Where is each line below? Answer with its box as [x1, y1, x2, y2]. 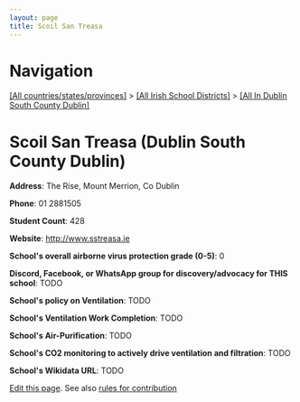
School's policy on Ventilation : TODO [9, 295, 152, 306]
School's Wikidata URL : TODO [9, 365, 125, 376]
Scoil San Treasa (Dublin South [9, 132, 246, 152]
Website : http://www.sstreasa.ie [9, 233, 130, 244]
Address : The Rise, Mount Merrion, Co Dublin [9, 181, 180, 192]
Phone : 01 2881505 [9, 198, 81, 209]
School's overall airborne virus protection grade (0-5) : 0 [9, 250, 225, 262]
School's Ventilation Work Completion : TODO [9, 313, 183, 323]
